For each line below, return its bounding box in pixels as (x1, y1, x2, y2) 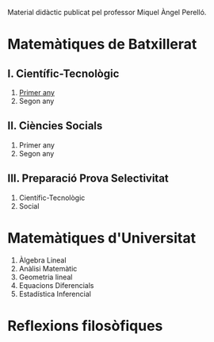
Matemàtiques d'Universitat (7, 229, 196, 247)
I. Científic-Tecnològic (7, 67, 120, 80)
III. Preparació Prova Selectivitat (7, 171, 170, 186)
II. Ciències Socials (7, 119, 103, 133)
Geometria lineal (18, 272, 73, 282)
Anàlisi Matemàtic (18, 263, 78, 273)
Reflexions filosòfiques (7, 317, 163, 335)
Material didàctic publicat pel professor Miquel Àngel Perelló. (7, 8, 207, 17)
